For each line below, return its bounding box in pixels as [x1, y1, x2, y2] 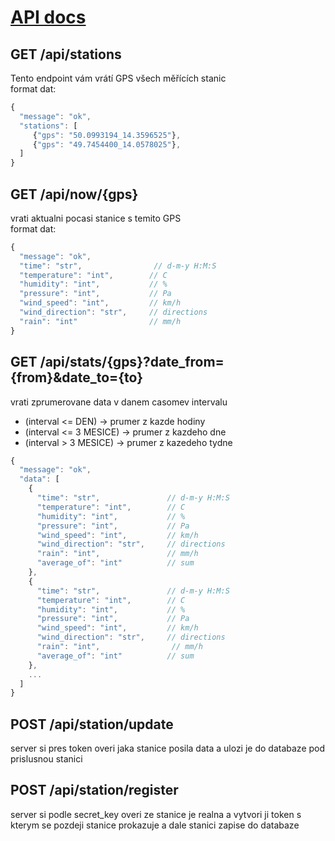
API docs [10, 6, 87, 29]
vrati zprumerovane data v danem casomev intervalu [10, 396, 228, 408]
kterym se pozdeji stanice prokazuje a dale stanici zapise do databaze [10, 819, 300, 831]
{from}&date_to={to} [10, 369, 144, 386]
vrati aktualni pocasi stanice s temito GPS [10, 212, 182, 224]
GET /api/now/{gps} [10, 186, 139, 203]
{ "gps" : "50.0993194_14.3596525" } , [32, 130, 182, 140]
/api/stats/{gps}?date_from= [39, 354, 225, 371]
